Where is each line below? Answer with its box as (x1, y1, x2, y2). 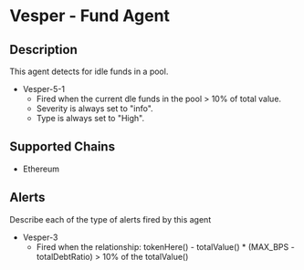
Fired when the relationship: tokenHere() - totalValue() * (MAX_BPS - (36, 241, 295, 252)
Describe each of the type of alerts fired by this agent (9, 213, 212, 224)
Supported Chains (9, 139, 116, 155)
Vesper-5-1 (22, 84, 66, 94)
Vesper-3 (22, 232, 58, 243)
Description (9, 42, 78, 57)
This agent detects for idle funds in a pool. (9, 66, 169, 77)
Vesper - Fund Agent (9, 5, 171, 26)
